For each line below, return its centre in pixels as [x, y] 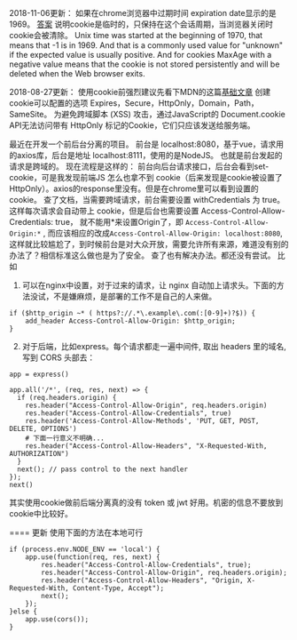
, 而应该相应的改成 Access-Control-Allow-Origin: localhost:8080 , [163, 233]
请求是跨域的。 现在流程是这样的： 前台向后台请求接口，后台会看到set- [139, 166]
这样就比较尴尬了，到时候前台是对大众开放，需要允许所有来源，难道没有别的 [149, 244]
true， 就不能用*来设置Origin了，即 [120, 222]
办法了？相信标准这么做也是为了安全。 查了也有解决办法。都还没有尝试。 [142, 255]
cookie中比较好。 [41, 513]
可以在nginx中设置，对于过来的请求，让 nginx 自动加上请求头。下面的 [149, 285]
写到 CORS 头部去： [59, 357]
